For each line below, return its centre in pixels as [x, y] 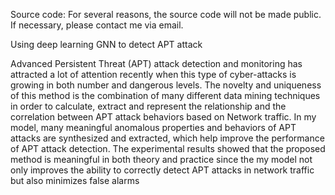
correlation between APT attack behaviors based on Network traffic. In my [163, 117]
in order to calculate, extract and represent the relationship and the [148, 106]
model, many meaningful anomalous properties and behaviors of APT [153, 127]
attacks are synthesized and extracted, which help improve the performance [167, 138]
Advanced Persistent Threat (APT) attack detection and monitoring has [156, 63]
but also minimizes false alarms [75, 180]
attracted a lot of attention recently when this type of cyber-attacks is [153, 74]
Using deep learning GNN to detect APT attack [106, 44]
